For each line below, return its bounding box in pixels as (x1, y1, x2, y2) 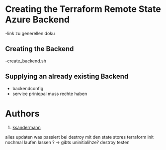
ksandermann (12, 124, 41, 130)
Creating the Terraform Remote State (5, 3, 162, 15)
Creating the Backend (5, 45, 74, 53)
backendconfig (12, 85, 44, 91)
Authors (5, 108, 40, 119)
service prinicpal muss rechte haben (12, 91, 87, 97)
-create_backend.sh (5, 58, 46, 64)
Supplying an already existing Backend (5, 72, 129, 81)
